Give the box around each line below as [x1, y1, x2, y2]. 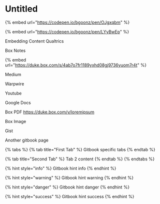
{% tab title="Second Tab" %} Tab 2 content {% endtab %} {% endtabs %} [5, 156, 155, 162]
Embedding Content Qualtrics [5, 38, 64, 44]
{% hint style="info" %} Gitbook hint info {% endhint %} [5, 165, 116, 171]
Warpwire [5, 81, 24, 87]
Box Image [5, 118, 27, 124]
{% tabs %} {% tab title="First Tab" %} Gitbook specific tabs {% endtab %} [5, 146, 156, 152]
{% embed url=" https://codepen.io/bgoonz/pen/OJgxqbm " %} [5, 19, 130, 25]
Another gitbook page [5, 137, 49, 143]
